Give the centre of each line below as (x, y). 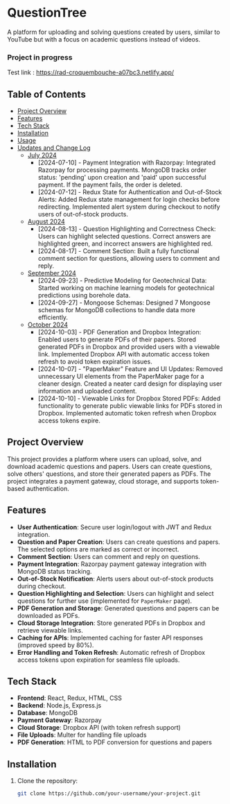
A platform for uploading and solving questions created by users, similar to (114, 32)
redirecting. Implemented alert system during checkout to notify (129, 207)
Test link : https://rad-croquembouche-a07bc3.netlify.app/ (91, 72)
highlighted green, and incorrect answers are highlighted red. (125, 243)
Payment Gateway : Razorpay (59, 720)
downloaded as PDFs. (48, 615)
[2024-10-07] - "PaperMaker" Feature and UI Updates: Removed (130, 369)
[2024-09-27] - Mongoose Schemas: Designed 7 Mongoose (124, 302)
